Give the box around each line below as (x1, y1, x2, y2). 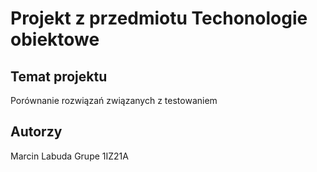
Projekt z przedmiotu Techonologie (10, 7, 308, 30)
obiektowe (10, 28, 100, 51)
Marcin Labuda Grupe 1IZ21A (10, 150, 129, 162)
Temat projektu (10, 68, 108, 85)
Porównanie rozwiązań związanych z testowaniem (10, 95, 218, 106)
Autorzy (10, 123, 63, 141)
